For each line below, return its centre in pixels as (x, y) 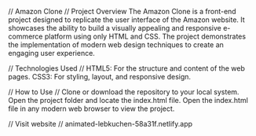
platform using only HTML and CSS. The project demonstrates (145, 36)
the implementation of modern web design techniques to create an (116, 45)
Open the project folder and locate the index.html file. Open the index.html (128, 100)
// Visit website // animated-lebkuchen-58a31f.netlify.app (101, 124)
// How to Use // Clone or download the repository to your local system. (124, 92)
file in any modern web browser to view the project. (91, 108)
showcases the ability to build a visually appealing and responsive (115, 28)
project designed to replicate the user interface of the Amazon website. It (126, 20)
